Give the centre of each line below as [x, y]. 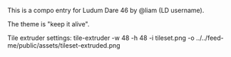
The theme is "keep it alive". [48, 24]
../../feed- [210, 38]
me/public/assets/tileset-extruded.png [64, 45]
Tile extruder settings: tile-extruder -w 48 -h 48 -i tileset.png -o [101, 38]
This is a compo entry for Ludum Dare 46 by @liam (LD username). [106, 10]
